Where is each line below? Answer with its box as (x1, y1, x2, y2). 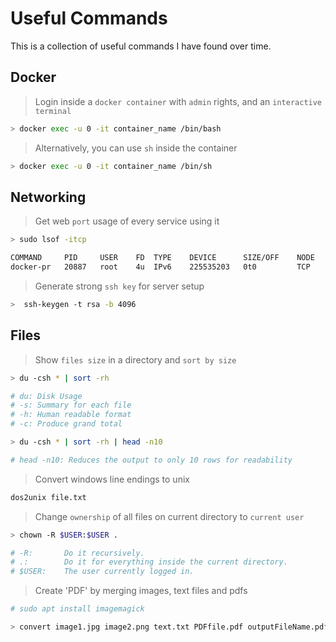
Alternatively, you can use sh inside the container (34, 142, 238, 154)
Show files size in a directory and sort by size (34, 353, 237, 366)
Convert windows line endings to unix (34, 473, 190, 485)
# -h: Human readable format (10, 410, 132, 420)
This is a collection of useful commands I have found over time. (10, 40, 272, 52)
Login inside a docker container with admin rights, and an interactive (34, 95, 323, 107)
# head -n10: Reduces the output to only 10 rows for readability (10, 455, 293, 465)
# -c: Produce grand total (10, 419, 123, 429)
